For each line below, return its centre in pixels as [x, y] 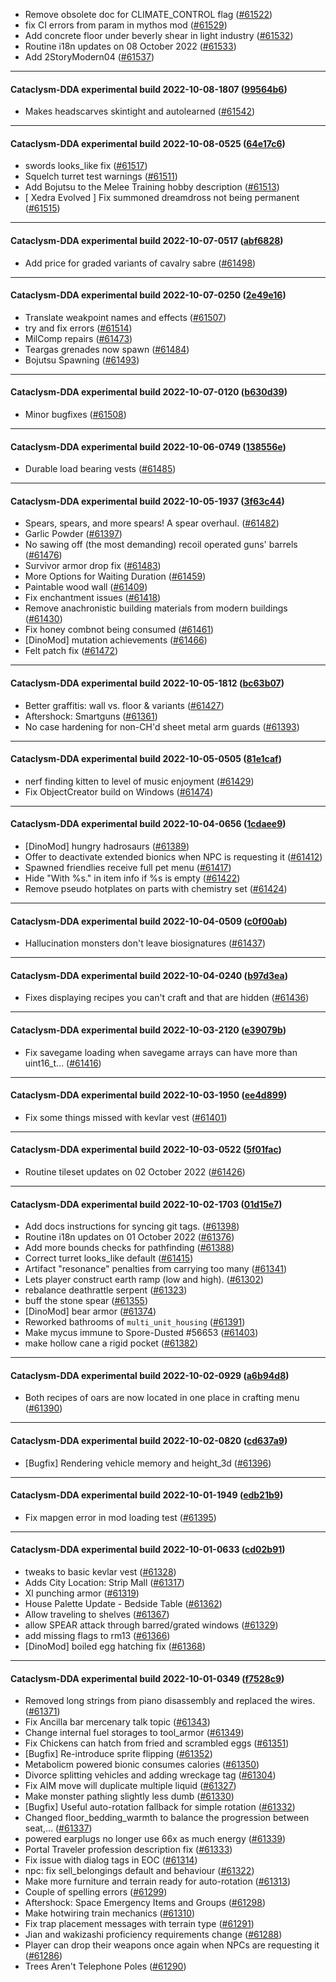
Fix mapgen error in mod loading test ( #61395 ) [120, 1517]
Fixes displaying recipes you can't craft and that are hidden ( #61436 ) [167, 998]
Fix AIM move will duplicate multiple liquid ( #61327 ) [130, 1786]
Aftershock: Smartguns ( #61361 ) [91, 716]
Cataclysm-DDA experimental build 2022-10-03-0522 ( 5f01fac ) [146, 1150]
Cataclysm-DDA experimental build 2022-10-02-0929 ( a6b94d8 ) [150, 1375]
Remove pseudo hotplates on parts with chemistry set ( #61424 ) [156, 889]
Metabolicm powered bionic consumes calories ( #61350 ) [142, 1765]
